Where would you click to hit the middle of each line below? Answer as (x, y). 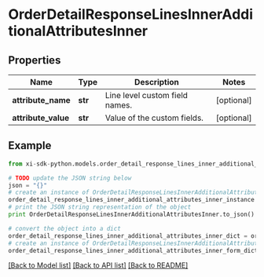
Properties (35, 60)
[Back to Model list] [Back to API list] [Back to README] (98, 265)
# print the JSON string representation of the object (100, 207)
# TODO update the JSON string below (70, 178)
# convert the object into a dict (65, 228)
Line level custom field (147, 95)
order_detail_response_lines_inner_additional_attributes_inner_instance (132, 200)
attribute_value (40, 118)
